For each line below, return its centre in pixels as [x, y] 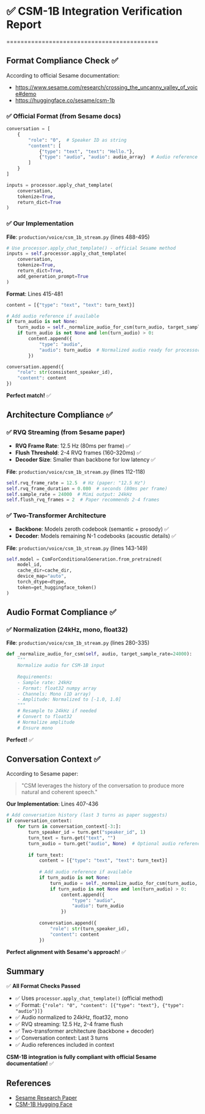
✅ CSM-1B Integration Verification [95, 11]
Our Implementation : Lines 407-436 [52, 804]
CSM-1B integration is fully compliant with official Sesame [81, 1057]
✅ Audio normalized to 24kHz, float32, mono [72, 1018]
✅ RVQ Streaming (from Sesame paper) [66, 432]
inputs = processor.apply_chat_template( [60, 185]
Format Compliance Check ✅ [63, 61]
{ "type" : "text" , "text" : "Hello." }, [87, 151]
